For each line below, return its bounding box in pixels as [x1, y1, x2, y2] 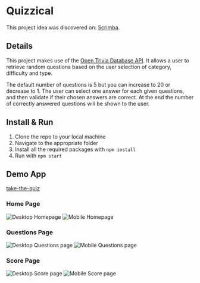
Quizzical [6, 4, 54, 18]
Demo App [6, 169, 46, 179]
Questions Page [6, 228, 54, 236]
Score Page [6, 256, 40, 265]
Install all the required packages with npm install [14, 146, 136, 153]
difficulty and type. [6, 70, 52, 77]
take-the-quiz [6, 185, 40, 192]
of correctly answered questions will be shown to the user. [6, 100, 150, 107]
